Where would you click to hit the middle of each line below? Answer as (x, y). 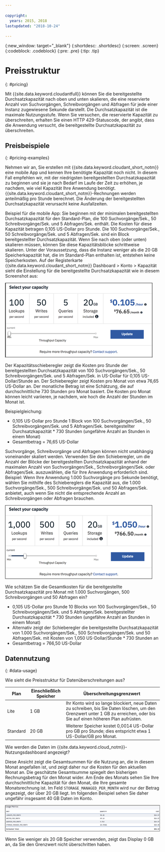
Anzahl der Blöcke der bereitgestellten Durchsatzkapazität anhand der (76, 461)
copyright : (16, 15)
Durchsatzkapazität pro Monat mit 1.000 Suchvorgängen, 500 (68, 592)
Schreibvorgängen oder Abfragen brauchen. (50, 498)
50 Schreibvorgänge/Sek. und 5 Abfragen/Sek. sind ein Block (67, 234)
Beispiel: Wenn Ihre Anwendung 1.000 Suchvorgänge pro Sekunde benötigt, (82, 477)
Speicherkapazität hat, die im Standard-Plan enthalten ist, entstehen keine (80, 255)
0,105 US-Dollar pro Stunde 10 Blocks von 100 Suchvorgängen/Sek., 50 (84, 606)
